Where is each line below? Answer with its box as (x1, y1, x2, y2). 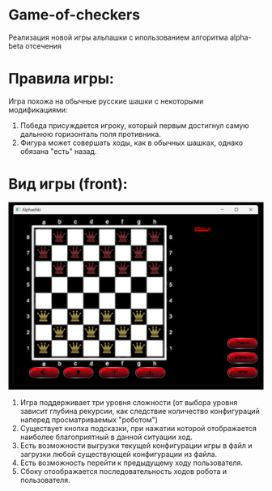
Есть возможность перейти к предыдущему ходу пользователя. (19, 458, 243, 468)
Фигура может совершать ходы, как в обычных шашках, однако (19, 138, 244, 147)
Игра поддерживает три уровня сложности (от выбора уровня (19, 398, 238, 408)
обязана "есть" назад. (19, 146, 97, 156)
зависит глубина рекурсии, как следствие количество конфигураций (19, 407, 261, 416)
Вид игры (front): (8, 175, 128, 194)
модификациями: (8, 105, 68, 114)
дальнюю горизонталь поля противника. (19, 129, 162, 139)
